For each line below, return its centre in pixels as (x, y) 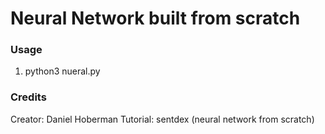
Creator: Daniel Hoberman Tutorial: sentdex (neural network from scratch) (162, 119)
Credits (28, 97)
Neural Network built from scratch (155, 18)
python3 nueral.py (62, 71)
